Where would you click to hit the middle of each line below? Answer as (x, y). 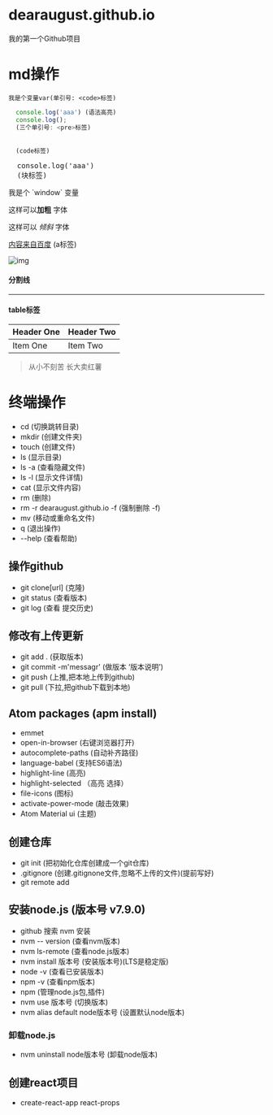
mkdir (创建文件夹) (51, 436)
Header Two (92, 332)
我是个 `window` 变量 (44, 192)
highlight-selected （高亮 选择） (74, 783)
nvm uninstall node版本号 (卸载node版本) (89, 1055)
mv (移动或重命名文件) (57, 518)
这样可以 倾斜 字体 (39, 227)
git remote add (45, 883)
